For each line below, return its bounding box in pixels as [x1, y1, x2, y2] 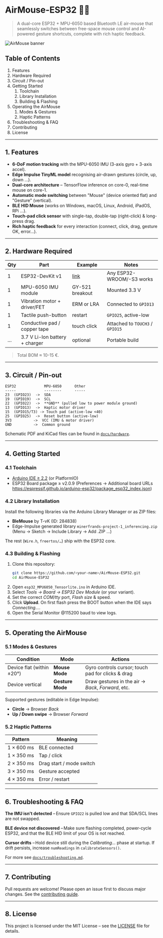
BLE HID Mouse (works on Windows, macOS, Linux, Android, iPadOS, [12, 202, 151, 209]
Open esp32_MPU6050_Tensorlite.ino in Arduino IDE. [12, 584, 116, 590]
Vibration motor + [21, 298, 61, 305]
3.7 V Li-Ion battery [21, 334, 66, 341]
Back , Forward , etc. [85, 684, 130, 691]
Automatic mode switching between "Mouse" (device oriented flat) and [12, 192, 157, 198]
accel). [12, 166, 26, 172]
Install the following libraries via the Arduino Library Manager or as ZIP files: [5, 509, 157, 515]
